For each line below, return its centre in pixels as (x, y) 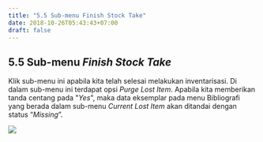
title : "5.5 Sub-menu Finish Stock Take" (77, 15)
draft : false (30, 30)
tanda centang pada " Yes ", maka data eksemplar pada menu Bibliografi (124, 98)
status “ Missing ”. (36, 114)
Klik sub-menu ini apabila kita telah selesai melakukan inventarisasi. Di (122, 81)
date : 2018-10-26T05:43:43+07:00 (63, 23)
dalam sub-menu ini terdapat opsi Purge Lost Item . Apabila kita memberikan (132, 90)
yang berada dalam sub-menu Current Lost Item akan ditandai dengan (122, 106)
